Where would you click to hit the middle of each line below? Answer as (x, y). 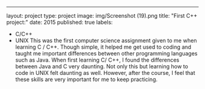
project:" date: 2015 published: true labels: (59, 22)
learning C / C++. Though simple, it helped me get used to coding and (103, 47)
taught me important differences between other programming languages (106, 53)
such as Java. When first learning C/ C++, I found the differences (97, 60)
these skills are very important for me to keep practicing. (86, 79)
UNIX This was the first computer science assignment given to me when (106, 41)
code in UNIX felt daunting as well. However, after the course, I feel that (105, 73)
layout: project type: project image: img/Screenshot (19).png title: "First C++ (102, 16)
